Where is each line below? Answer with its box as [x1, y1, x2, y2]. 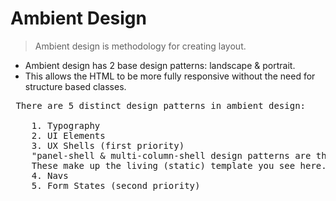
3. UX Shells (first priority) [31, 140, 185, 151]
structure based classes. [24, 80, 127, 92]
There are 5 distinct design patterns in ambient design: [15, 100, 307, 111]
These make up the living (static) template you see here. [31, 160, 327, 171]
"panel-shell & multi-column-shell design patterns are [31, 150, 312, 161]
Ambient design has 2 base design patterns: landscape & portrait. [24, 59, 296, 71]
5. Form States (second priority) [31, 180, 201, 191]
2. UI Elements [31, 130, 106, 141]
